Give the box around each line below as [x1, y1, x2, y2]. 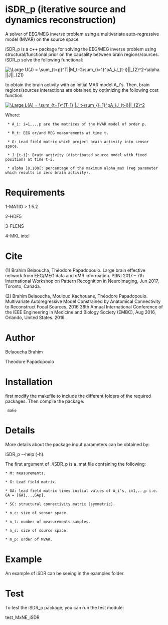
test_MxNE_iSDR [5, 614, 40, 620]
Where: [5, 112, 21, 118]
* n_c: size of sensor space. [5, 510, 69, 515]
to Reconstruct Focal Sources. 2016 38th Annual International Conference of [5, 303, 163, 309]
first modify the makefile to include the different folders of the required [5, 393, 151, 399]
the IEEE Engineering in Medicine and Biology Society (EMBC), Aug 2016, [5, 309, 156, 315]
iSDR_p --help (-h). [5, 451, 45, 457]
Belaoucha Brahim [5, 349, 43, 355]
